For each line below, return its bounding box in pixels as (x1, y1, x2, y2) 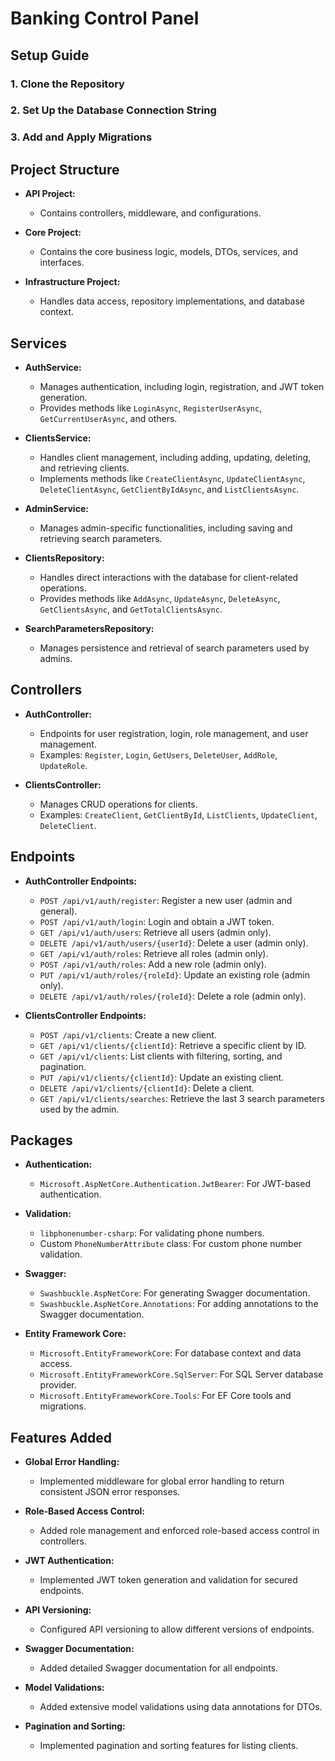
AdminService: (24, 502, 89, 514)
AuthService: (24, 361, 82, 373)
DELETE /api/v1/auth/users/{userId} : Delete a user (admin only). (39, 937, 309, 949)
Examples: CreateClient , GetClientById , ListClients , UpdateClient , (39, 808, 318, 821)
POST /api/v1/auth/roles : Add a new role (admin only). (39, 958, 267, 970)
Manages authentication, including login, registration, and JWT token (39, 380, 325, 392)
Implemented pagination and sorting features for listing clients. (39, 1740, 299, 1752)
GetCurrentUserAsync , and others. (39, 412, 178, 424)
